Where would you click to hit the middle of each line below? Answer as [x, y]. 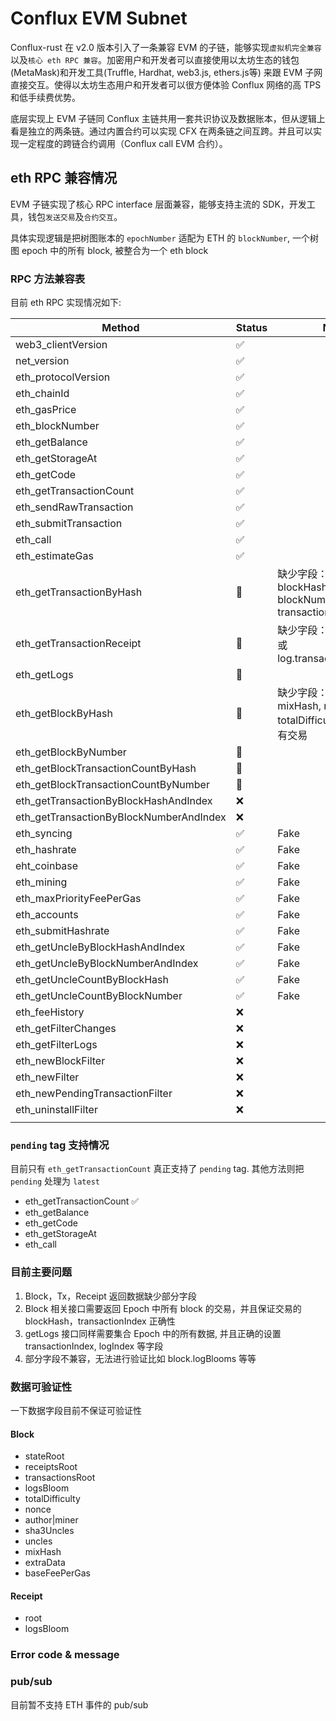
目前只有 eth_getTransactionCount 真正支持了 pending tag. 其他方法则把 [157, 1169]
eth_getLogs [44, 675]
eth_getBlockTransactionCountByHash [106, 769]
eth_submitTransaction [69, 524]
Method [120, 328]
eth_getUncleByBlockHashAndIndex [100, 947]
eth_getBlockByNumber [71, 752]
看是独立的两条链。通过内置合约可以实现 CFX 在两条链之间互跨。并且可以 [161, 131]
